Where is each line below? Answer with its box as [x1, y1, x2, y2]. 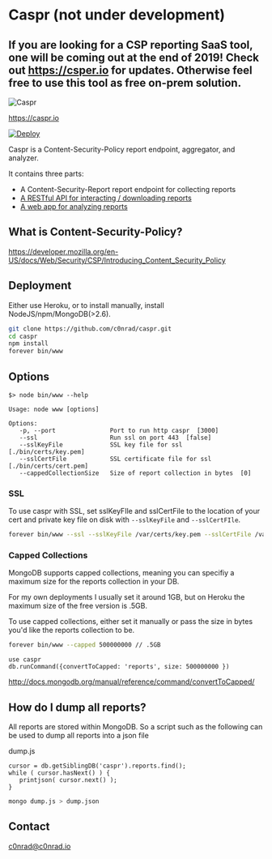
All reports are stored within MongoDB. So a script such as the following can [8, 722, 263, 732]
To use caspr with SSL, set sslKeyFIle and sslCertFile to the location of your [8, 506, 261, 516]
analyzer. [8, 153, 39, 163]
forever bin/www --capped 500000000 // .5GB [8, 641, 161, 649]
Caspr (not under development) [8, 6, 225, 24]
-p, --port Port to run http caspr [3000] [19, 426, 219, 434]
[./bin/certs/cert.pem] [8, 462, 89, 470]
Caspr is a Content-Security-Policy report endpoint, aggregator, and [8, 144, 236, 154]
